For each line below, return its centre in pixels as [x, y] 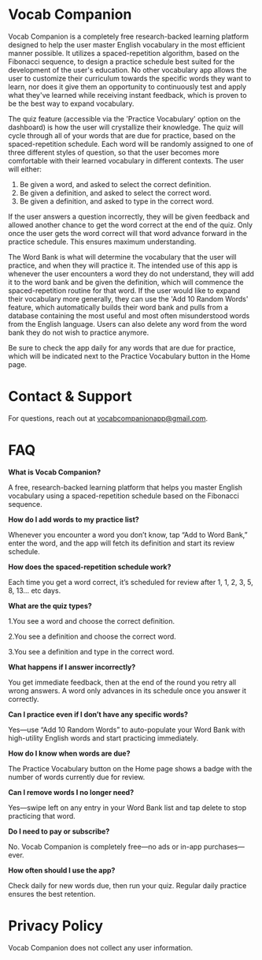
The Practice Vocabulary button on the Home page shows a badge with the [130, 768]
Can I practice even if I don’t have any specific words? [98, 714]
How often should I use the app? [62, 870]
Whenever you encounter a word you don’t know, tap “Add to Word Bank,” [128, 534]
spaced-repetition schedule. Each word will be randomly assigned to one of [131, 144]
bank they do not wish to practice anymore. [79, 332]
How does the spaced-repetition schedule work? [90, 567]
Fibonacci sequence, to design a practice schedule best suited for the [122, 62]
